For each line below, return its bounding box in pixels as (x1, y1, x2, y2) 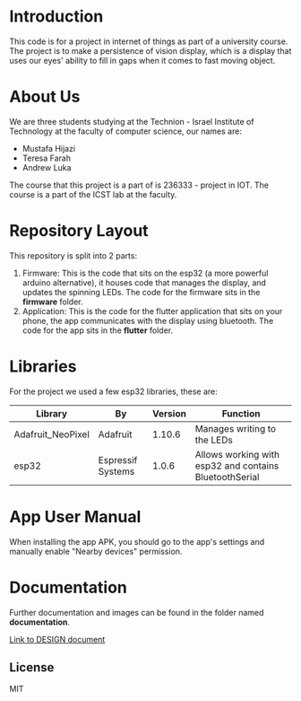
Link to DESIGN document (9, 634, 106, 644)
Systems (98, 465, 135, 478)
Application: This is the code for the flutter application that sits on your (21, 305, 283, 316)
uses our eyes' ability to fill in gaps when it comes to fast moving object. (9, 55, 276, 66)
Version (151, 407, 186, 419)
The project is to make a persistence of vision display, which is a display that (9, 45, 292, 56)
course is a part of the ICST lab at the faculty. (9, 188, 177, 199)
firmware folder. (21, 296, 83, 307)
